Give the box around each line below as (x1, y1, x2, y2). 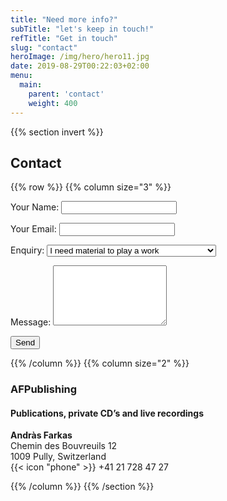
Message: (10, 316, 52, 328)
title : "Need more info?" (10, 14, 118, 25)
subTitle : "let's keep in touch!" (10, 24, 155, 34)
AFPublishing (10, 382, 78, 396)
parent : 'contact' (28, 89, 105, 99)
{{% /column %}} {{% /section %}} (10, 481, 155, 493)
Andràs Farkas (10, 429, 73, 441)
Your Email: (10, 223, 57, 235)
